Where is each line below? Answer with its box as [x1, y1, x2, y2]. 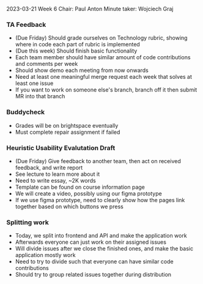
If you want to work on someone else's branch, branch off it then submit [15, 86, 197, 93]
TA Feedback [6, 20, 46, 29]
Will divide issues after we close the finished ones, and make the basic [15, 245, 194, 252]
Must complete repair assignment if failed [15, 128, 120, 136]
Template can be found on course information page [15, 183, 146, 191]
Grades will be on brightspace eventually [15, 122, 119, 129]
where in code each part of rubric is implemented [15, 41, 141, 48]
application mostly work [15, 252, 76, 259]
